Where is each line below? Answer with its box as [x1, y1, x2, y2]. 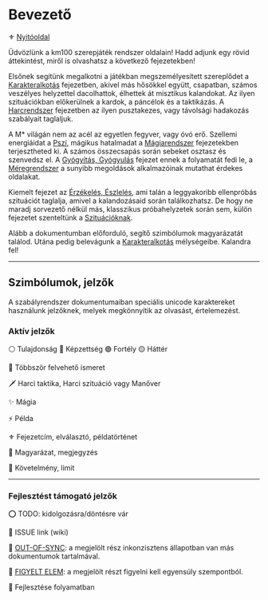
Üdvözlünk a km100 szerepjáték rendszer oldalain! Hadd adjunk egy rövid [8, 47, 250, 57]
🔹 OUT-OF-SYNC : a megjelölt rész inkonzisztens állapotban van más [8, 543, 235, 553]
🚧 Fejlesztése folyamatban [8, 582, 95, 592]
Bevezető [8, 6, 72, 24]
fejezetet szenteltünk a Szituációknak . [8, 213, 133, 222]
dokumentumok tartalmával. [8, 551, 100, 561]
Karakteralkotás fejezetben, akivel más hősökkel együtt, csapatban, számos [8, 80, 258, 89]
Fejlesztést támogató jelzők [8, 490, 117, 501]
